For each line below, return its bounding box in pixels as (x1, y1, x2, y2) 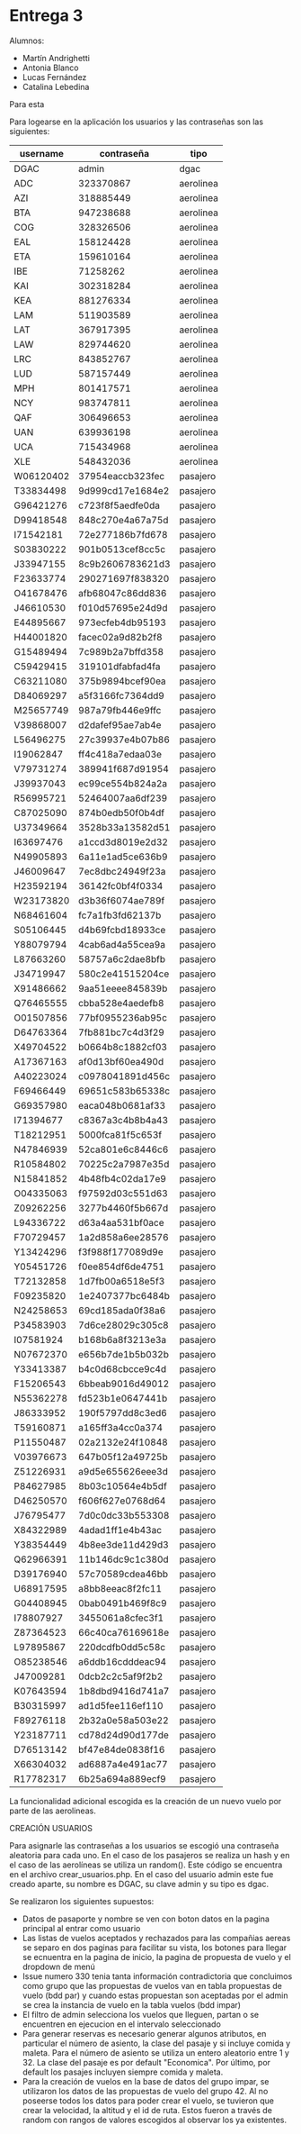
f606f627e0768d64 (77, 1494, 166, 1507)
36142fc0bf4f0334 (77, 879, 164, 892)
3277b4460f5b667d (77, 1202, 169, 1214)
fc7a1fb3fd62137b (77, 909, 162, 922)
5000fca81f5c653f (77, 1128, 163, 1140)
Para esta (9, 98, 45, 109)
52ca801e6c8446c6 (77, 1143, 169, 1156)
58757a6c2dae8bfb (77, 952, 166, 965)
